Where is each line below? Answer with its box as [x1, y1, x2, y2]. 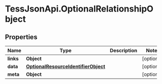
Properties [5, 33, 38, 41]
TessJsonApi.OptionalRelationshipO [5, 3, 153, 14]
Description [109, 47, 137, 54]
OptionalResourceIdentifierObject [26, 63, 105, 70]
